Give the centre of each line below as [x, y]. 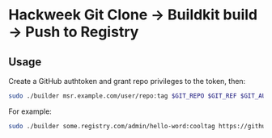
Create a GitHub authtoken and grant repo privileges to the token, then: [127, 81]
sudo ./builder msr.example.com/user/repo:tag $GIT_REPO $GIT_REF [123, 96]
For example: [30, 111]
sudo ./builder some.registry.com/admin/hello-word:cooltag [112, 126]
